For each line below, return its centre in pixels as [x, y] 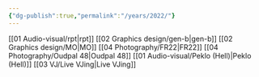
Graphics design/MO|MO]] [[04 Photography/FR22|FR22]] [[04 [113, 47]
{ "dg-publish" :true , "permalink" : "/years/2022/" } [92, 16]
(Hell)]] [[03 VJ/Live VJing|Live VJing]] [72, 64]
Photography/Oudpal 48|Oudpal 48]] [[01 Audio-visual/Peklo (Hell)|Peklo [130, 55]
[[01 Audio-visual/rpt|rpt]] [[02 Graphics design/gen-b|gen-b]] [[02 [121, 38]
